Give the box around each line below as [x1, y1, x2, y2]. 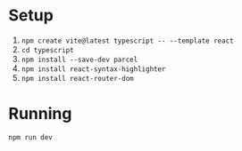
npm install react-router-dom [21, 74, 135, 83]
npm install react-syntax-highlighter [21, 64, 166, 74]
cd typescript [21, 45, 74, 54]
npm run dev [8, 132, 53, 142]
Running [8, 104, 72, 124]
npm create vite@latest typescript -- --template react [21, 36, 234, 45]
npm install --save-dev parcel [21, 55, 138, 64]
